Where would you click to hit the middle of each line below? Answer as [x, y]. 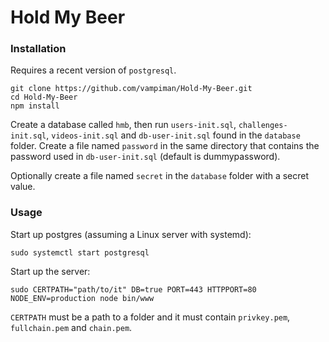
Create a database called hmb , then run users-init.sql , [123, 125]
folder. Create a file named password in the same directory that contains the [165, 146]
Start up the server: [50, 271]
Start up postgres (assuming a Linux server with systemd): [131, 234]
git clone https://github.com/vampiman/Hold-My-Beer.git [131, 89]
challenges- [263, 126]
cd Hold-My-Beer [44, 97]
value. [23, 187]
